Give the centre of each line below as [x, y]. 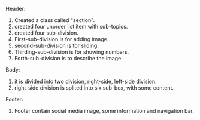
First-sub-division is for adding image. [61, 39]
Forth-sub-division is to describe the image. [69, 58]
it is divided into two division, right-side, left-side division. [85, 81]
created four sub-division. [46, 33]
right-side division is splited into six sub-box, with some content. [94, 88]
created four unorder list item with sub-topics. [71, 27]
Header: [16, 9]
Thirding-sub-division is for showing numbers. [72, 52]
